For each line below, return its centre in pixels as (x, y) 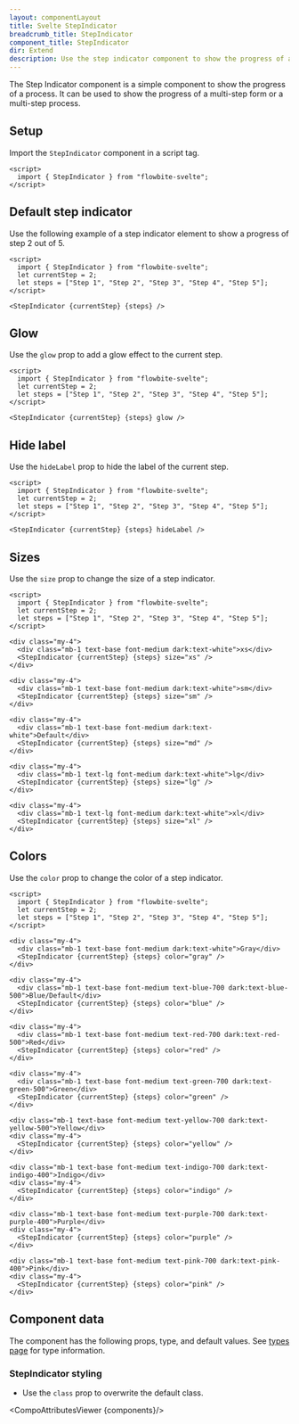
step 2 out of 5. (37, 243)
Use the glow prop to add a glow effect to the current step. (116, 355)
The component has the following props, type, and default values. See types (149, 1341)
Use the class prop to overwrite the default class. (113, 1393)
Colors (28, 856)
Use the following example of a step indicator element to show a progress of (149, 234)
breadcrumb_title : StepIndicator (71, 34)
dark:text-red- (252, 1034)
